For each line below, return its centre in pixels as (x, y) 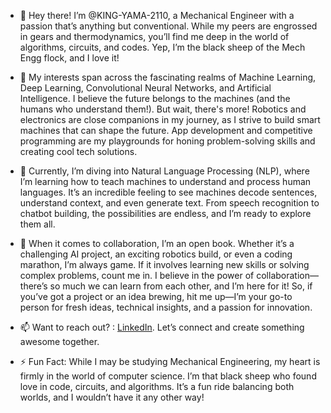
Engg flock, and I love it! (69, 58)
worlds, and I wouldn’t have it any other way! (112, 397)
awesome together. (59, 341)
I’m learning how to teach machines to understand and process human (165, 181)
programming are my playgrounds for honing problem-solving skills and (167, 141)
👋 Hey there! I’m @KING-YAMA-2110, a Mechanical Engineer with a (157, 15)
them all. (37, 224)
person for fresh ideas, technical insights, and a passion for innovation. (166, 307)
